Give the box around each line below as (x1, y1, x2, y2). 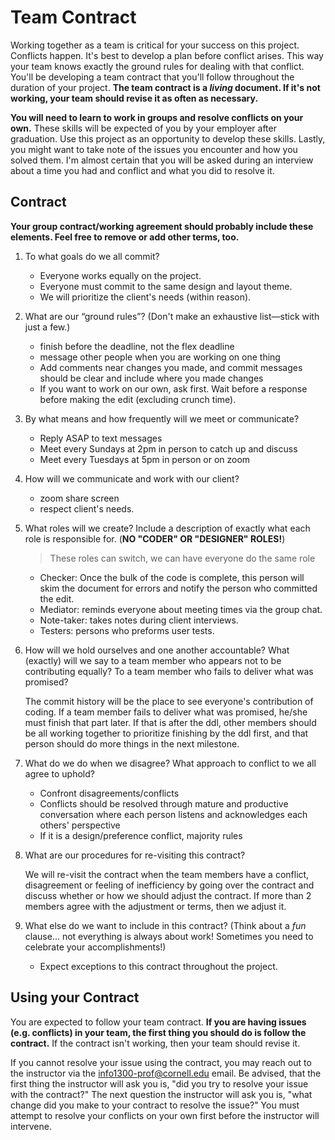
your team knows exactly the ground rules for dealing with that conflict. (10, 60, 305, 72)
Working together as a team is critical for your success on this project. (10, 39, 300, 51)
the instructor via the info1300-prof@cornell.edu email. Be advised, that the (10, 1067, 322, 1079)
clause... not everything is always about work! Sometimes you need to (24, 930, 314, 942)
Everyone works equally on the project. (39, 269, 202, 281)
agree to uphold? (24, 767, 95, 780)
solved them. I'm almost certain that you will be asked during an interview (10, 154, 314, 166)
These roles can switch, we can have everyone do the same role (49, 552, 316, 564)
